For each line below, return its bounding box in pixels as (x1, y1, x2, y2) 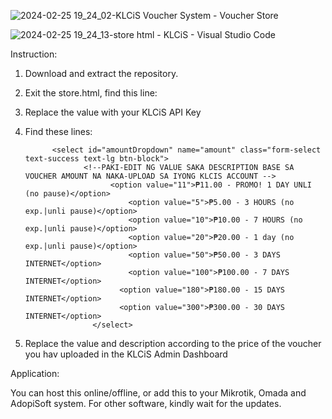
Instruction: (10, 48, 58, 60)
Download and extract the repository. (24, 68, 179, 79)
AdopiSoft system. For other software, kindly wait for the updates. (10, 398, 282, 409)
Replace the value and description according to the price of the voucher (24, 338, 322, 349)
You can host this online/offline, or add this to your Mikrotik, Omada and (10, 387, 307, 399)
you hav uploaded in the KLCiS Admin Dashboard (24, 348, 228, 360)
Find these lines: (24, 126, 93, 137)
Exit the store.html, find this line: (24, 87, 158, 99)
